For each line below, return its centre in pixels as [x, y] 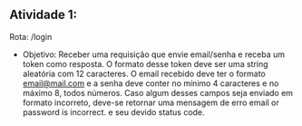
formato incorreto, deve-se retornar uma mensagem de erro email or [151, 102]
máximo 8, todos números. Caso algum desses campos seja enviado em [157, 92]
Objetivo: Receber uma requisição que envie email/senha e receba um [154, 54]
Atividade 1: [43, 15]
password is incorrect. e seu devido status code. [114, 111]
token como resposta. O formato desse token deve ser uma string [146, 63]
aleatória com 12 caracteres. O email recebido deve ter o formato [144, 73]
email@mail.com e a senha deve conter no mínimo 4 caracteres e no [151, 83]
